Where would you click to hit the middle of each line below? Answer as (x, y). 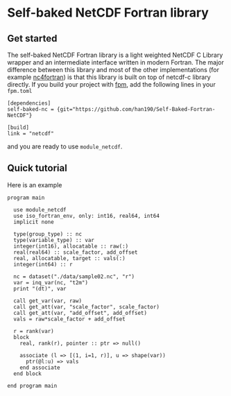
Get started (32, 38)
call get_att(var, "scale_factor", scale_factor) (86, 307)
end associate (40, 368)
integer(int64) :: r (43, 264)
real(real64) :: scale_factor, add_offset (76, 252)
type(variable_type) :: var (54, 240)
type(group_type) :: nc (48, 234)
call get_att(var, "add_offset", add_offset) (80, 313)
